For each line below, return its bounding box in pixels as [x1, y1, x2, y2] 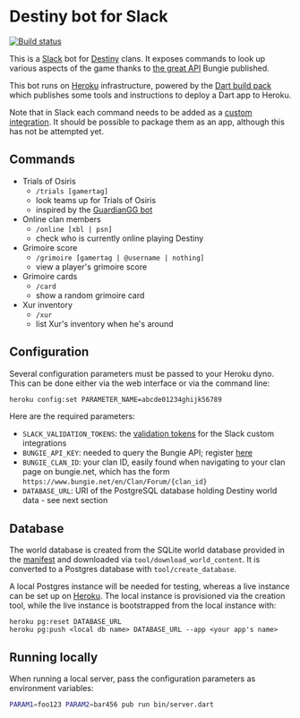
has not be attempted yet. [9, 125, 105, 136]
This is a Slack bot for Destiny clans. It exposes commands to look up [9, 53, 266, 64]
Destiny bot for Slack [9, 6, 168, 27]
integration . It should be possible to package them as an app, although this [9, 116, 285, 127]
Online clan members [21, 213, 101, 225]
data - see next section [21, 495, 108, 506]
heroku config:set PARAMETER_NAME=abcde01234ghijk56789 [9, 395, 222, 404]
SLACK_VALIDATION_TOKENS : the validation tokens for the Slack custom [21, 428, 275, 440]
